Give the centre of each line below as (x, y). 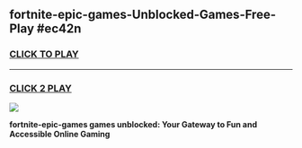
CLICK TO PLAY (44, 55)
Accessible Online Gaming (60, 134)
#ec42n (59, 29)
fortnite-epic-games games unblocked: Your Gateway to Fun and (133, 124)
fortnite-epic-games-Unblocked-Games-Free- (143, 15)
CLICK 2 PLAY (40, 88)
